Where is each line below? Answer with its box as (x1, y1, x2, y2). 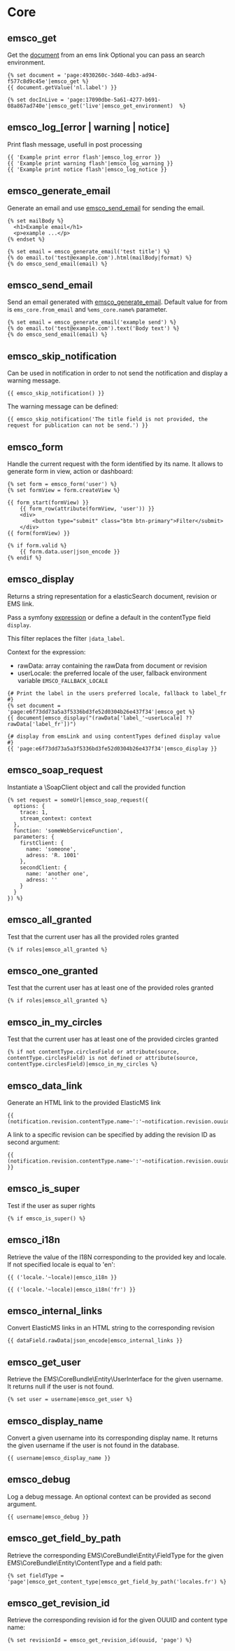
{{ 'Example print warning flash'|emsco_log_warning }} (7, 159, 173, 167)
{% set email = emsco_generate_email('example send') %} (7, 319, 177, 326)
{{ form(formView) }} (7, 530, 71, 537)
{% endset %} (7, 236, 45, 243)
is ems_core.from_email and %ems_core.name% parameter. (7, 305, 168, 314)
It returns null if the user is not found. (7, 1382, 114, 1391)
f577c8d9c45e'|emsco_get (7, 78, 80, 85)
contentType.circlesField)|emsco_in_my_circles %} (7, 1061, 158, 1068)
